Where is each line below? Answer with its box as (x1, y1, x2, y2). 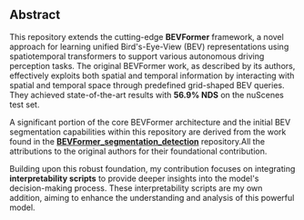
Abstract (9, 7, 61, 23)
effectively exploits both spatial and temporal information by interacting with (9, 70, 295, 81)
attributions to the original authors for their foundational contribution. (9, 145, 268, 156)
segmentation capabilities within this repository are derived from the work (9, 126, 287, 137)
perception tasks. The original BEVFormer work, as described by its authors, (9, 60, 296, 71)
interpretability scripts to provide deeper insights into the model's (9, 173, 259, 184)
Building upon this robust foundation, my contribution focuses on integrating (9, 163, 296, 174)
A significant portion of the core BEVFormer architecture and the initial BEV (9, 116, 291, 127)
